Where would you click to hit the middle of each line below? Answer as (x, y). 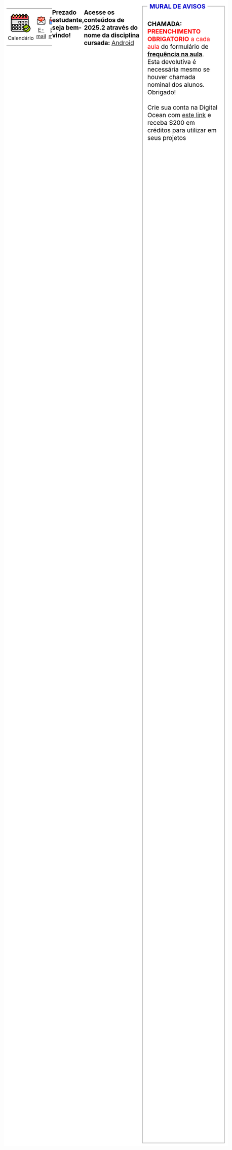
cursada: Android (109, 43)
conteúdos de (104, 20)
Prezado (64, 12)
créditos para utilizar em (182, 130)
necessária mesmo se (179, 69)
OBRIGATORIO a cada (179, 39)
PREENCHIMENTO (174, 31)
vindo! (62, 35)
